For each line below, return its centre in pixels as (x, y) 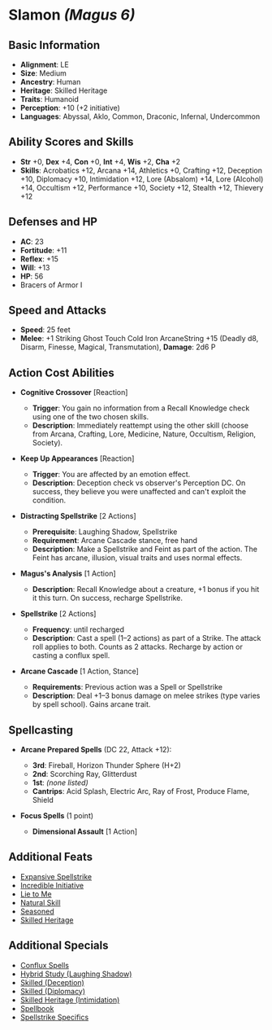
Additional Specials (58, 946)
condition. (49, 500)
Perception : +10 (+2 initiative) (70, 108)
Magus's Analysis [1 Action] (68, 574)
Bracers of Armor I (51, 285)
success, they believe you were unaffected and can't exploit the (139, 492)
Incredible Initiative (52, 885)
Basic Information (54, 45)
